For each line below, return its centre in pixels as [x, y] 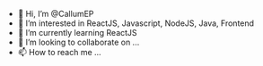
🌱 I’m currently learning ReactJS [77, 33]
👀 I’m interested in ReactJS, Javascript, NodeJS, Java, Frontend [136, 23]
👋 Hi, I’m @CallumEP [56, 14]
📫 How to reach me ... [59, 52]
